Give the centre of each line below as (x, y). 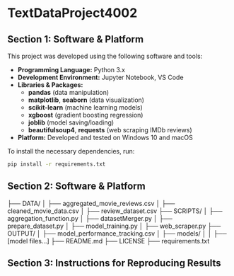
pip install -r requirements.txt (57, 164)
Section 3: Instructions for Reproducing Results (114, 263)
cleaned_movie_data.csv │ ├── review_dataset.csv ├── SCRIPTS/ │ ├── (115, 211)
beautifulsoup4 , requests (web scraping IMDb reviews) (110, 130)
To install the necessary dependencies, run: (71, 151)
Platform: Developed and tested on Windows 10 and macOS (105, 137)
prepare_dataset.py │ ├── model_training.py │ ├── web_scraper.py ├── (114, 226)
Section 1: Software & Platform (75, 39)
